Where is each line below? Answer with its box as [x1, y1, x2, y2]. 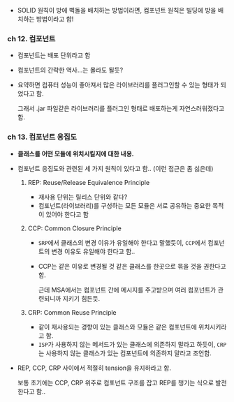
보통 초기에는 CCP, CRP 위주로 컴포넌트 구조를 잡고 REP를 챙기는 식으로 [17, 378, 214, 387]
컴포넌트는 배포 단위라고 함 [17, 51, 91, 59]
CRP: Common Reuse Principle [27, 308, 117, 316]
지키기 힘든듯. [62, 294, 101, 302]
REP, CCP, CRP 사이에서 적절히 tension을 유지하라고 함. [17, 364, 171, 372]
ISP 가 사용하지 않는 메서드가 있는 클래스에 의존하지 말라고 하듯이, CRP [38, 340, 227, 348]
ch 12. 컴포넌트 [7, 33, 56, 43]
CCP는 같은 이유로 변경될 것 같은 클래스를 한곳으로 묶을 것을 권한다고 [38, 262, 226, 270]
